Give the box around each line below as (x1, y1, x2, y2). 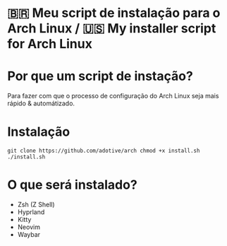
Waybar (17, 230, 41, 238)
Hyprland (17, 208, 45, 216)
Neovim (17, 223, 41, 231)
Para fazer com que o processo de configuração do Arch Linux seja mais (7, 92, 219, 100)
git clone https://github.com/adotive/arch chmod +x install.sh (7, 147, 200, 155)
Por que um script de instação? (7, 69, 194, 84)
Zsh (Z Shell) (17, 200, 55, 209)
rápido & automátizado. (7, 99, 75, 107)
